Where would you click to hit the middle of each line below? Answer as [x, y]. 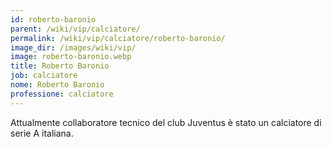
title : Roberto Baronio [60, 66]
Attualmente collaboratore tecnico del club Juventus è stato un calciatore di [166, 122]
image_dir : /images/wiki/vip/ [73, 47]
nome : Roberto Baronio [57, 85]
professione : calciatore [62, 94]
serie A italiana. [42, 133]
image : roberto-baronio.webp [71, 57]
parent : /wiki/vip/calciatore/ [75, 29]
